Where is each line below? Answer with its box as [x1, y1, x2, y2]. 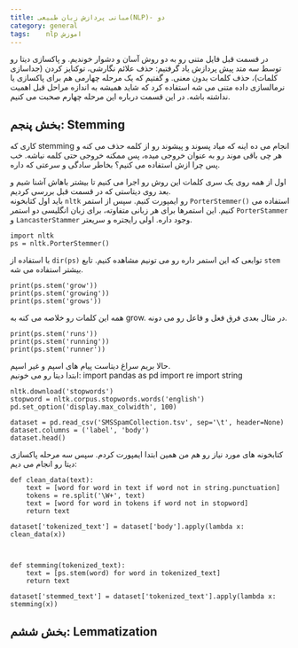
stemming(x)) [10, 600, 59, 609]
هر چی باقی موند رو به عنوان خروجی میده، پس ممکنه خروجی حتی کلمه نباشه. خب [10, 150, 283, 160]
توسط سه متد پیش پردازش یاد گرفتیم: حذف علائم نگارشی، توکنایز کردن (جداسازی [10, 63, 282, 74]
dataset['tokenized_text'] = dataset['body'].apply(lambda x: [10, 522, 245, 532]
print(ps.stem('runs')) [10, 330, 98, 339]
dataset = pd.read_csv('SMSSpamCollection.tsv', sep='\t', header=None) [10, 418, 285, 427]
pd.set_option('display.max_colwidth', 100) [10, 402, 177, 412]
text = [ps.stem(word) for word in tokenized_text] [26, 569, 221, 578]
